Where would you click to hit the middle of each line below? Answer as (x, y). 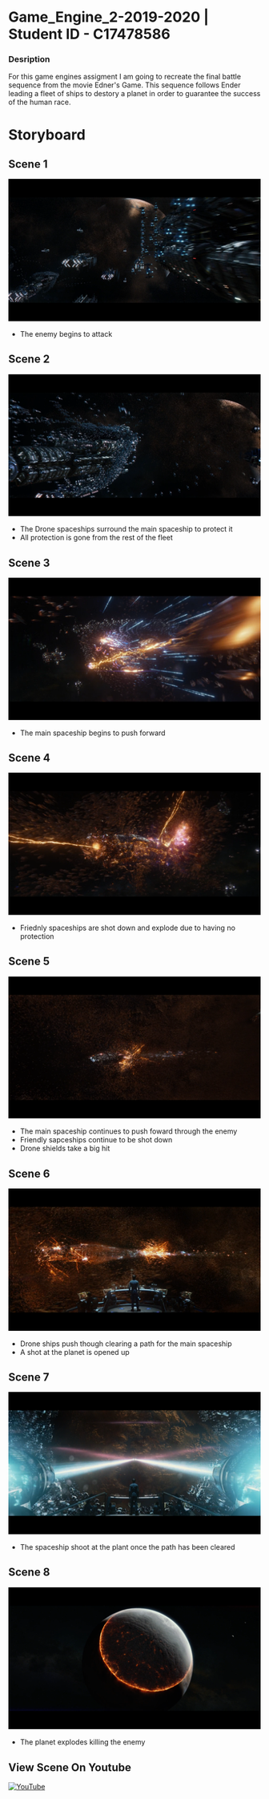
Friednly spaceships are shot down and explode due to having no (128, 928)
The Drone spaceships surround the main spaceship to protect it (126, 529)
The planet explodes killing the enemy (82, 1742)
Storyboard (47, 134)
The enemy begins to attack (66, 334)
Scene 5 (29, 962)
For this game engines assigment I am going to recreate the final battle (125, 77)
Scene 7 (29, 1377)
